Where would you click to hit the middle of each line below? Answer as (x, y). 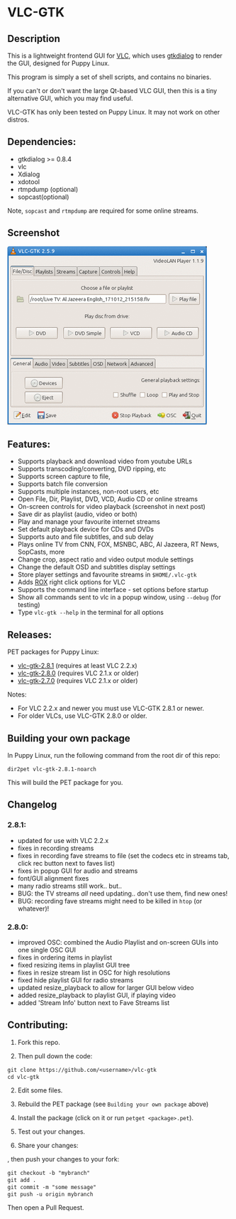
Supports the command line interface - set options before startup (113, 590)
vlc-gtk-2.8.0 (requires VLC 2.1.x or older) (78, 673)
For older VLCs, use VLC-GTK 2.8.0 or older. (82, 716)
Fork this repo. (39, 1042)
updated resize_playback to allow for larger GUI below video (106, 988)
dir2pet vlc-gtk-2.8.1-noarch (52, 769)
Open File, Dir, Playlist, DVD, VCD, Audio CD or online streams (108, 499)
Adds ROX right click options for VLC (71, 582)
